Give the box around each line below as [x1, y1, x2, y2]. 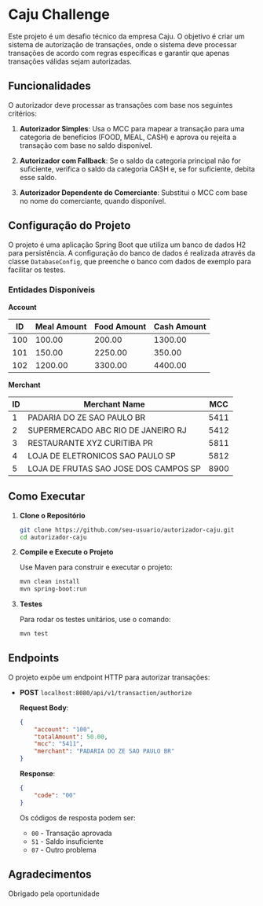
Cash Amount [153, 321, 206, 332]
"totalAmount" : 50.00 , [34, 733, 108, 741]
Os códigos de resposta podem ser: [19, 812, 136, 823]
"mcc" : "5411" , [34, 740, 84, 748]
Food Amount [93, 321, 147, 332]
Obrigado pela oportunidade [8, 889, 100, 898]
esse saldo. [19, 172, 57, 182]
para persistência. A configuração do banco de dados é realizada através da [8, 248, 256, 257]
